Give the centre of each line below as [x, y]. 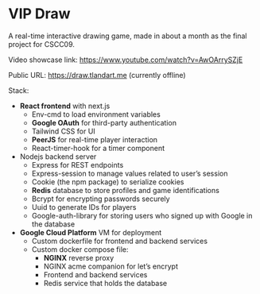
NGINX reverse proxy [79, 257]
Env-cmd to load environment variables [96, 114]
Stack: [19, 90]
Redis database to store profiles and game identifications [126, 190]
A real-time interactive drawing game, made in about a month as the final [128, 36]
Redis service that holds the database [105, 283]
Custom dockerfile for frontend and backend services [120, 241]
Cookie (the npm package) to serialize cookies [108, 182]
